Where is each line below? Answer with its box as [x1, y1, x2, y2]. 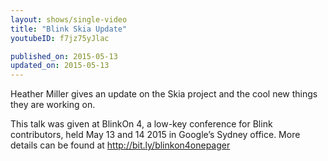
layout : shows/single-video [10, 14, 128, 25]
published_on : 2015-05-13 [10, 51, 118, 61]
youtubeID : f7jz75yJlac [10, 33, 110, 43]
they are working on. [10, 99, 96, 111]
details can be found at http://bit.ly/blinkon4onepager [10, 139, 231, 151]
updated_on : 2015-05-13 [10, 61, 110, 71]
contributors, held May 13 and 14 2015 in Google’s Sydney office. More [10, 129, 301, 141]
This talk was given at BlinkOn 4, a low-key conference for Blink [10, 118, 273, 130]
